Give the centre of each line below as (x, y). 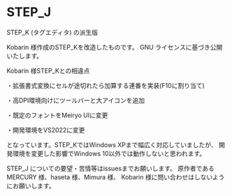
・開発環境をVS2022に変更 (46, 130)
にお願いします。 (31, 186)
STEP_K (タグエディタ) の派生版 (52, 32)
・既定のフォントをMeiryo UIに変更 (57, 115)
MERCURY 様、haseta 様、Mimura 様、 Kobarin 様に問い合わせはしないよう (116, 177)
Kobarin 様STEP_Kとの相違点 (48, 70)
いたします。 (25, 56)
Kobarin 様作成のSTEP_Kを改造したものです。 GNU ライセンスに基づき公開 (115, 47)
